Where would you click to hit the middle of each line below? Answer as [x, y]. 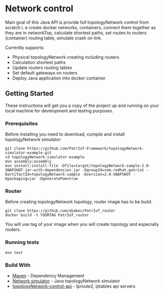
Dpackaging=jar [21, 179]
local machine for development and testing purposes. [59, 110]
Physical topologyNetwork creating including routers [66, 57]
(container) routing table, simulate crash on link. [54, 38]
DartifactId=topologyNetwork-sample [43, 175]
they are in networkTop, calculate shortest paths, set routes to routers [76, 33]
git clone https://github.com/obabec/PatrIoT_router [60, 211]
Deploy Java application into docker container [59, 78]
